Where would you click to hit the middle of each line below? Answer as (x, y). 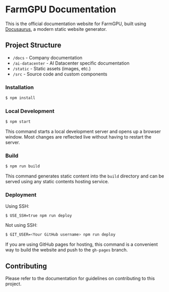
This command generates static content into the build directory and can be (85, 176)
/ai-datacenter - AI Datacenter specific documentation (71, 63)
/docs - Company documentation (48, 57)
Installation (20, 87)
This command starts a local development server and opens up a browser (83, 131)
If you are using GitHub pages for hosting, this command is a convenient (81, 244)
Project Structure (33, 45)
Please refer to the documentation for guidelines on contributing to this (80, 279)
